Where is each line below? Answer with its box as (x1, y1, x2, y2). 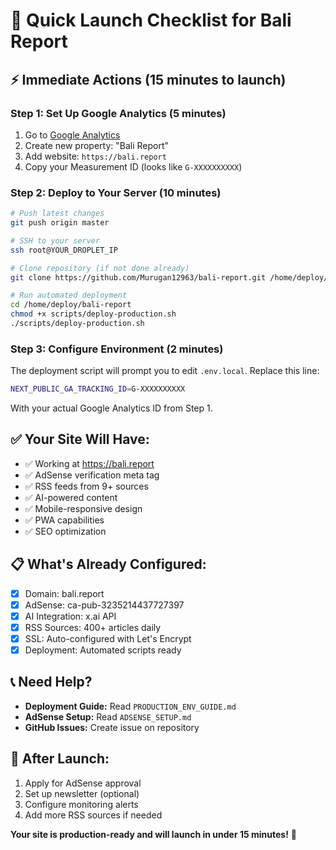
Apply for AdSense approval (24, 777, 142, 789)
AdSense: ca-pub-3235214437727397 (24, 599, 185, 611)
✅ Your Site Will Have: (10, 431, 150, 448)
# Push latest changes (10, 209, 105, 219)
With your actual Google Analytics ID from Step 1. (10, 402, 213, 414)
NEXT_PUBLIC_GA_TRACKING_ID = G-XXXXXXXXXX (10, 384, 186, 394)
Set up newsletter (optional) (24, 787, 140, 799)
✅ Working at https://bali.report (24, 457, 155, 469)
